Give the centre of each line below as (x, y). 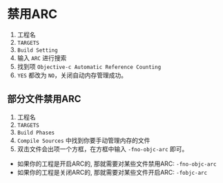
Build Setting (37, 50)
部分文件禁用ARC (44, 99)
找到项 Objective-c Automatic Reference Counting (89, 66)
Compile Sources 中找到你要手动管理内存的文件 (84, 140)
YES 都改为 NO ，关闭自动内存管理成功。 (72, 75)
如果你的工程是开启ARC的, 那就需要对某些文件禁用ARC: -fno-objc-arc (117, 164)
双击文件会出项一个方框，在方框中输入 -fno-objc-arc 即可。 (103, 148)
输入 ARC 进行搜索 (42, 58)
